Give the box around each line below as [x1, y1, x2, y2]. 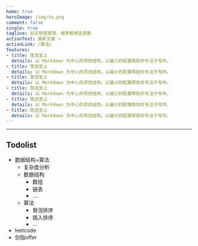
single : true [6, 25, 38, 31]
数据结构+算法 [14, 157, 50, 164]
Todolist [6, 139, 37, 150]
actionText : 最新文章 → [6, 36, 61, 42]
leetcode [14, 227, 37, 234]
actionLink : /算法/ [6, 42, 52, 48]
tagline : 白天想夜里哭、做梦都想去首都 [6, 31, 91, 36]
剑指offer [14, 234, 37, 241]
